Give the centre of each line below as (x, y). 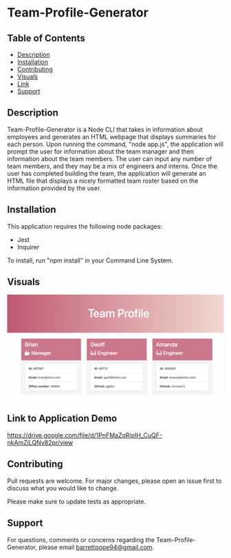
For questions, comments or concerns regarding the (81, 539)
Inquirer (28, 247)
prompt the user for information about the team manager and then (101, 151)
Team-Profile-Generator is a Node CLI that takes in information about (105, 130)
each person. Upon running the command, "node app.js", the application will (115, 144)
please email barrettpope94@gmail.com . (97, 547)
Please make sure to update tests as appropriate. (77, 502)
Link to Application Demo (62, 418)
